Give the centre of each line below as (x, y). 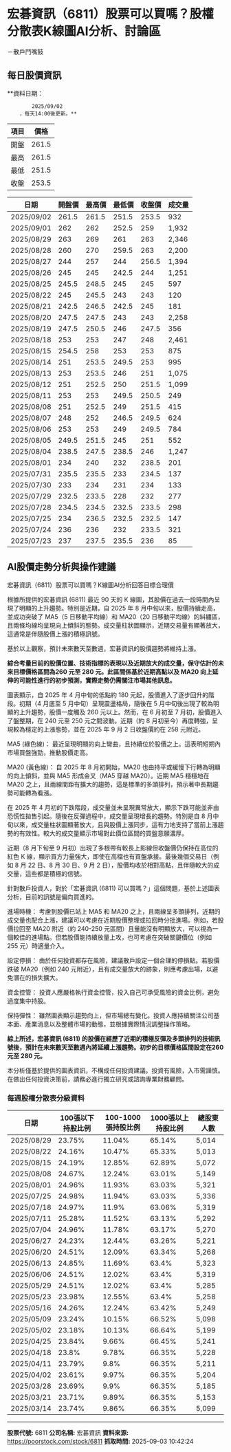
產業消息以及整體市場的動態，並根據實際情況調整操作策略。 (109, 1024)
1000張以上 (169, 1118)
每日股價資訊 (34, 75)
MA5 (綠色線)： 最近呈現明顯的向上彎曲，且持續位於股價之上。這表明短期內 (114, 744)
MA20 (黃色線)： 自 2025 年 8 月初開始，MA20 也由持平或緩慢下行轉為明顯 (114, 767)
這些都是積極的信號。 (55, 873)
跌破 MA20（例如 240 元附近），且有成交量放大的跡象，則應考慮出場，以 (110, 969)
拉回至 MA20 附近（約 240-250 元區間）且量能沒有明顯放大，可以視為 (113, 928)
